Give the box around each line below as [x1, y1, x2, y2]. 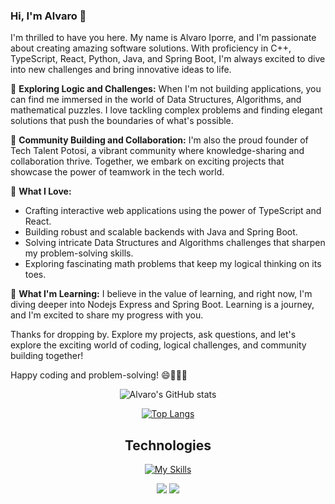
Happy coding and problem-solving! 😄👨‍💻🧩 [10, 369, 188, 381]
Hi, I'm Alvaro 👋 [10, 9, 87, 23]
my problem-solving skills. [24, 247, 134, 259]
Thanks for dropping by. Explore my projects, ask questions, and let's [10, 329, 297, 341]
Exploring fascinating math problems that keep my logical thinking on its [24, 258, 322, 270]
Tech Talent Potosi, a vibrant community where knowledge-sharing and [10, 145, 305, 157]
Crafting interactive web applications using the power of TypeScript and [24, 205, 322, 217]
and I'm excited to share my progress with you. [10, 309, 204, 321]
